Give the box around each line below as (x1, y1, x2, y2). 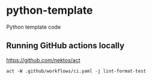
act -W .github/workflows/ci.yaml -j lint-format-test (6, 68, 147, 74)
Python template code (6, 23, 61, 30)
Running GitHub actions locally (6, 41, 125, 51)
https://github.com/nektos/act (6, 56, 81, 63)
